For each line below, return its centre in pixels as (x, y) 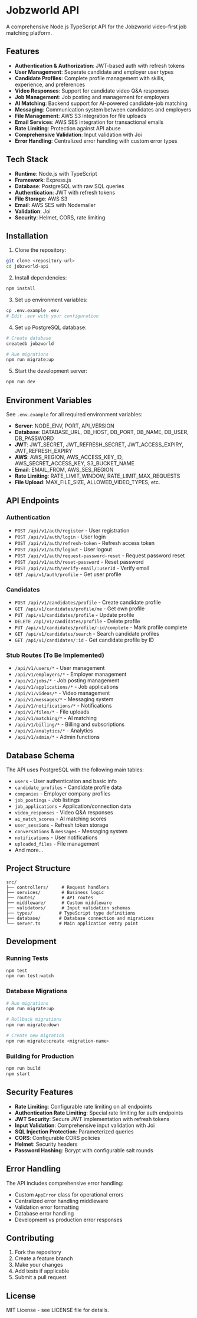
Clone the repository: (40, 250)
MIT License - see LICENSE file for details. (58, 1310)
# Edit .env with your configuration (52, 316)
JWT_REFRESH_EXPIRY (43, 451)
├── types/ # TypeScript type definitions (71, 913)
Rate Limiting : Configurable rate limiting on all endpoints (83, 1106)
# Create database (29, 338)
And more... (29, 850)
